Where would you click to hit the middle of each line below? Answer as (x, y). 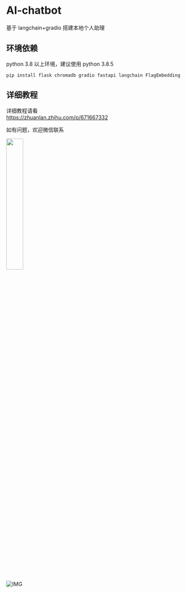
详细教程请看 (22, 111)
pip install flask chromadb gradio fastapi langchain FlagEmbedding (93, 75)
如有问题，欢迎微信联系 (35, 130)
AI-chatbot (34, 10)
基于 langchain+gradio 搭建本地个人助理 (56, 27)
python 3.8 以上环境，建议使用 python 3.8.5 (60, 64)
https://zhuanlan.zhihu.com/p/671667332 (57, 117)
